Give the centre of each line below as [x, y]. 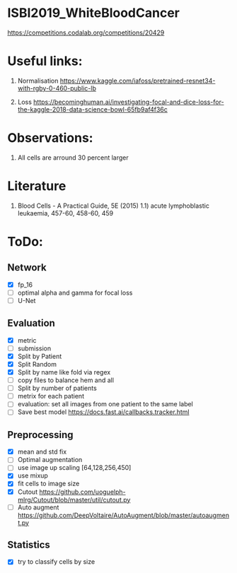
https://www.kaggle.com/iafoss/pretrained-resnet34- [138, 81]
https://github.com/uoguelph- [82, 492]
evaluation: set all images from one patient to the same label [105, 404]
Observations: [50, 138]
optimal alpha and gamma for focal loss [75, 293]
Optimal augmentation [50, 460]
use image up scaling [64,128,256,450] [74, 468]
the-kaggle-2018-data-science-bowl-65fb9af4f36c [92, 109]
